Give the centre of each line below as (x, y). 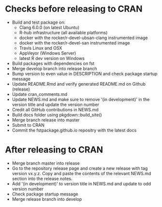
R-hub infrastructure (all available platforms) (63, 32)
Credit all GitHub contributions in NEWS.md (55, 109)
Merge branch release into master (46, 120)
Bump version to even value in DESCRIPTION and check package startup (85, 74)
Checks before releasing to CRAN (74, 9)
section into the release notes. (42, 178)
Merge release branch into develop (47, 199)
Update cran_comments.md (40, 94)
